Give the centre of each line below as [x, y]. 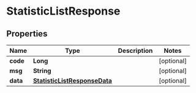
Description [135, 51]
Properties [27, 34]
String [42, 71]
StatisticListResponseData [72, 81]
